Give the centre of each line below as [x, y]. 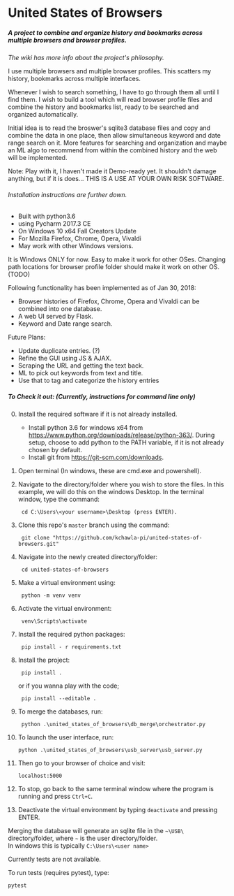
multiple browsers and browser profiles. [68, 40]
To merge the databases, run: [60, 711]
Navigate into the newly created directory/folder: [88, 557]
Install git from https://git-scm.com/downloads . [96, 457]
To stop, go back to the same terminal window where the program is [116, 789]
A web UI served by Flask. [55, 317]
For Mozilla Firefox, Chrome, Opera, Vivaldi [79, 238]
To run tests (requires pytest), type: [59, 873]
